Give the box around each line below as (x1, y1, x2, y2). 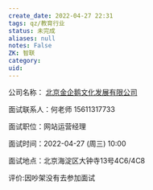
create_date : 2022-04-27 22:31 (8, 11, 114, 20)
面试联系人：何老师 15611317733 (8, 104, 115, 114)
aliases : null (8, 34, 56, 43)
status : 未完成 (8, 27, 56, 35)
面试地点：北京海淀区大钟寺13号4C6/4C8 (8, 155, 146, 165)
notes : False (8, 42, 52, 50)
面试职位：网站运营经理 (8, 122, 86, 131)
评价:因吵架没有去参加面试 (8, 172, 96, 182)
